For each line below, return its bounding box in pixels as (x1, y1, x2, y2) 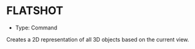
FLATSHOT (6, 4, 63, 18)
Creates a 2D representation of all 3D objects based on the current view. (6, 36, 189, 43)
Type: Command (15, 24, 58, 31)
